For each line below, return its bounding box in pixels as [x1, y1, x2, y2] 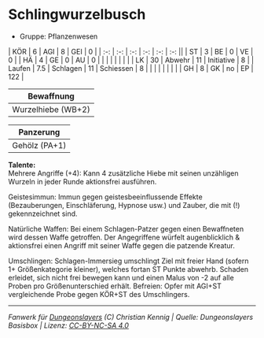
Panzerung [18, 126, 60, 137]
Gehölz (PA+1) [12, 139, 67, 150]
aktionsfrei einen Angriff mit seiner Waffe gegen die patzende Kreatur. [8, 240, 236, 250]
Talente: [8, 160, 36, 169]
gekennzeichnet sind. [8, 209, 78, 218]
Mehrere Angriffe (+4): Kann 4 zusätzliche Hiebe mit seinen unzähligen [8, 168, 239, 178]
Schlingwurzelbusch [8, 6, 146, 24]
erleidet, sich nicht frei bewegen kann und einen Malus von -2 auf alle [8, 273, 234, 282]
